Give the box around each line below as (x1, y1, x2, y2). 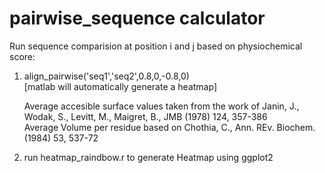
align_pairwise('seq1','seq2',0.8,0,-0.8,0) (23, 70, 190, 82)
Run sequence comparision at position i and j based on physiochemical (9, 40, 303, 52)
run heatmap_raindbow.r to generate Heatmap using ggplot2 (23, 151, 274, 163)
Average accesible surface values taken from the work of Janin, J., (23, 100, 300, 112)
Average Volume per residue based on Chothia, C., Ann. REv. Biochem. (23, 121, 316, 133)
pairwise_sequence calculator (9, 7, 266, 30)
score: (9, 50, 36, 62)
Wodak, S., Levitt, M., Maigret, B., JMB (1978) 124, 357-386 (23, 110, 268, 122)
